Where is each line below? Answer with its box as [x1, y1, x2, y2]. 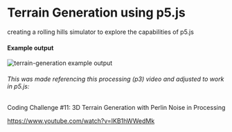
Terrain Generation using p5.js [7, 5, 186, 21]
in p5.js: [7, 82, 30, 91]
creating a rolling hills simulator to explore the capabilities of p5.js [7, 28, 194, 36]
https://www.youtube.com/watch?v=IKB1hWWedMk [7, 117, 155, 125]
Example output [7, 44, 54, 52]
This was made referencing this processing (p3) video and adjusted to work [7, 75, 224, 83]
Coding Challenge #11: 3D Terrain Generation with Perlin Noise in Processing [7, 104, 226, 112]
